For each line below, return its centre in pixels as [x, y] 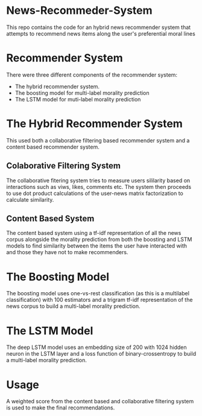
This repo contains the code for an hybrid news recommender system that [99, 27]
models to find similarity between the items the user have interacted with [97, 246]
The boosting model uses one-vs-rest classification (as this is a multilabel [98, 293]
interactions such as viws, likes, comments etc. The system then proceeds [99, 187]
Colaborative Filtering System [63, 166]
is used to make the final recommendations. [61, 408]
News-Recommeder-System [79, 11]
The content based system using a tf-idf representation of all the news [94, 233]
